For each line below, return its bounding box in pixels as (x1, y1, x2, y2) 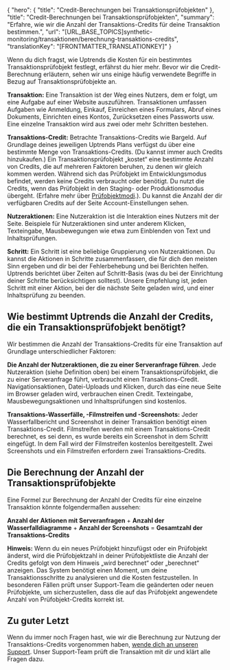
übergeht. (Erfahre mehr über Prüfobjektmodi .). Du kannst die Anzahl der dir (7, 192, 223, 200)
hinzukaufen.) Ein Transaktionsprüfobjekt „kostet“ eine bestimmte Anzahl (7, 155, 214, 163)
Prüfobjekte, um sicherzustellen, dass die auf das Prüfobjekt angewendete (7, 588, 218, 596)
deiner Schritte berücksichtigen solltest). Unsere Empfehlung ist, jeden (7, 277, 207, 284)
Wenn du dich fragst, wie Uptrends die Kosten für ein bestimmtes (7, 56, 192, 64)
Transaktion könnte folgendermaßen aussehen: (7, 502, 141, 511)
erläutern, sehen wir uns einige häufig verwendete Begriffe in (43, 70, 217, 78)
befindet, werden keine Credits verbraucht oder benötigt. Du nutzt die (7, 177, 205, 185)
